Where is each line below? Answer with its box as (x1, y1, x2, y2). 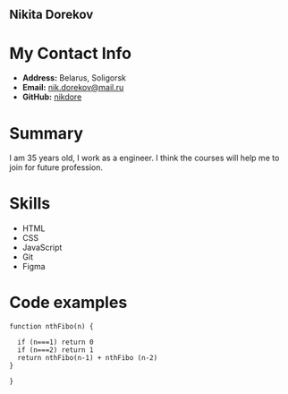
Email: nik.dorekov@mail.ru (21, 82, 124, 93)
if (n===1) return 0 (17, 338, 94, 347)
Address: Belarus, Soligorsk (21, 73, 127, 83)
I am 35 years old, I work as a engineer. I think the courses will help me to (9, 152, 280, 164)
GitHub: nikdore (21, 91, 82, 102)
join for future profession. (9, 162, 104, 173)
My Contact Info (9, 43, 132, 64)
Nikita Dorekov (9, 7, 94, 22)
